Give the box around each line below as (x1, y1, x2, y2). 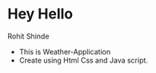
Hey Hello (7, 5, 74, 23)
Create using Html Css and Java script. (18, 55, 149, 65)
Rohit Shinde (7, 31, 50, 41)
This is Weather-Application (18, 47, 111, 56)
